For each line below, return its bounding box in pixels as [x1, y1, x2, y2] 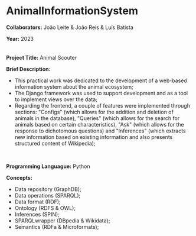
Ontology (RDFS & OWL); [14, 204, 76, 211]
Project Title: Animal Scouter [6, 54, 77, 61]
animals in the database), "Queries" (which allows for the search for [14, 114, 180, 122]
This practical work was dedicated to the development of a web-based [14, 77, 187, 84]
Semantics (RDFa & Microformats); [14, 223, 99, 230]
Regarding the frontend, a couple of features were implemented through [14, 102, 191, 109]
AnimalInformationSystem [6, 4, 139, 18]
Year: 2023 [6, 35, 34, 42]
